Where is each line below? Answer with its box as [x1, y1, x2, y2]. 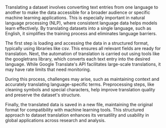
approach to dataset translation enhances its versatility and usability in [5, 112, 150, 118]
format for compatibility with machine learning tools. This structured [5, 107, 144, 113]
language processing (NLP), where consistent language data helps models [5, 20, 158, 26]
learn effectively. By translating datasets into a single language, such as [5, 25, 152, 31]
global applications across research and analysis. [5, 118, 106, 123]
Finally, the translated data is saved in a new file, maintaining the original [5, 102, 153, 107]
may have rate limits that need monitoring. [5, 66, 91, 72]
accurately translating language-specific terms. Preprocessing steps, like [5, 81, 155, 87]
